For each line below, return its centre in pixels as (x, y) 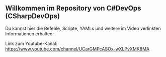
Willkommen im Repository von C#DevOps (73, 8)
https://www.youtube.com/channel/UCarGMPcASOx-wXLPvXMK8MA (77, 49)
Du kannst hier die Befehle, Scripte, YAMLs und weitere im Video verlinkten (83, 28)
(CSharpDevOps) (33, 16)
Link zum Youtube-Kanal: (31, 43)
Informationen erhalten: (30, 34)
